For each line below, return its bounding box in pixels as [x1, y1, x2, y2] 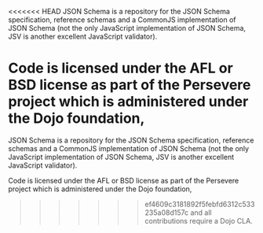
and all [190, 208, 212, 217]
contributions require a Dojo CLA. [144, 216, 253, 225]
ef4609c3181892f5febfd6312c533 [144, 199, 255, 209]
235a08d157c [144, 208, 189, 217]
